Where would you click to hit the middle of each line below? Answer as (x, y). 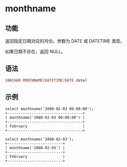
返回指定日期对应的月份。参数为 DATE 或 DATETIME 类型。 (65, 41)
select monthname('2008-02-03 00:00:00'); (49, 109)
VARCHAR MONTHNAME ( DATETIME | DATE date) (46, 80)
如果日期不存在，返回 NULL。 (35, 52)
